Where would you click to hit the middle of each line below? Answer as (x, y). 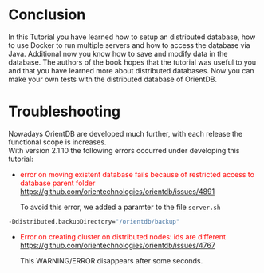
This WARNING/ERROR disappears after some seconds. (111, 260)
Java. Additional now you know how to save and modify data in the (118, 53)
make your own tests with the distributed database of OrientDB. (113, 79)
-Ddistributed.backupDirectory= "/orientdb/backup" (94, 221)
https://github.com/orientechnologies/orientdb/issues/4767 (117, 245)
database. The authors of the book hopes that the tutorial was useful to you (132, 62)
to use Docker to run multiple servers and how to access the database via (129, 45)
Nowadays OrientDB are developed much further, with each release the (126, 133)
